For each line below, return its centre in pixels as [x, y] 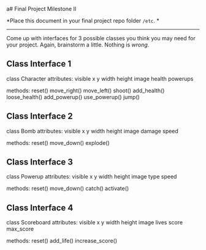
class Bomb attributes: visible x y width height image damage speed [93, 131]
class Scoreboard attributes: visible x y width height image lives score [94, 222]
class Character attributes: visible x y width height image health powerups [100, 78]
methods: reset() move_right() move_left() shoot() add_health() [86, 90]
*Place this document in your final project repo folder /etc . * [83, 20]
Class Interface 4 [40, 208]
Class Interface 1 [39, 64]
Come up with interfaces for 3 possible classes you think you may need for [101, 38]
